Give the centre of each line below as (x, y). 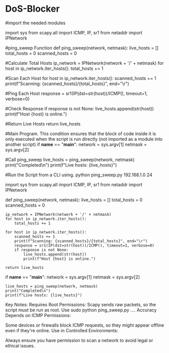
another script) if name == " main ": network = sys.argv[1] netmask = (76, 144)
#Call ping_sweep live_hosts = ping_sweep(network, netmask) (70, 160)
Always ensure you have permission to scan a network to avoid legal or (79, 340)
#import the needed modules (35, 23)
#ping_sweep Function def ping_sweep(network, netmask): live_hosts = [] (82, 48)
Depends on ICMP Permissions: (38, 315)
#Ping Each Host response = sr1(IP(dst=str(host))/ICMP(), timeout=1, (76, 93)
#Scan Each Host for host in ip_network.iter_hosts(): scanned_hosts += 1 (81, 78)
